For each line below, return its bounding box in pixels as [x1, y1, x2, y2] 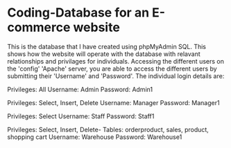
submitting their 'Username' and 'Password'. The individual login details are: [7, 71, 225, 80]
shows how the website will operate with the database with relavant [7, 50, 201, 58]
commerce [7, 19, 71, 35]
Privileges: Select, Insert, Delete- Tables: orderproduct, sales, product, [7, 125, 209, 133]
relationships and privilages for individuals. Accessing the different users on [7, 57, 224, 65]
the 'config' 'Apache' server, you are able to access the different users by [7, 64, 217, 73]
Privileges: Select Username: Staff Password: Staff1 [7, 112, 155, 120]
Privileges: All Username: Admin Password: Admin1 [7, 85, 153, 93]
